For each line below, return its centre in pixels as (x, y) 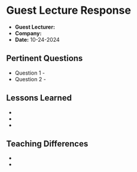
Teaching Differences (47, 144)
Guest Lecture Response (69, 10)
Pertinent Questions (45, 58)
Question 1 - (30, 73)
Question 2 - (30, 79)
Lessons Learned (39, 98)
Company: (28, 33)
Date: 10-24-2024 (37, 39)
